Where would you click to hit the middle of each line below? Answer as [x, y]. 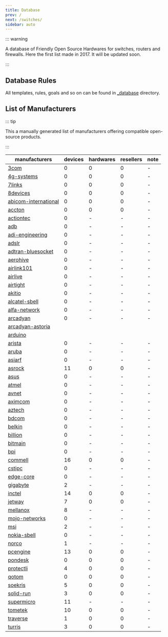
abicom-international [34, 201]
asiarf [15, 360]
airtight [16, 284]
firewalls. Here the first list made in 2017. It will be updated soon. [73, 54]
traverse [18, 618]
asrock [16, 368]
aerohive [18, 260]
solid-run [19, 593]
